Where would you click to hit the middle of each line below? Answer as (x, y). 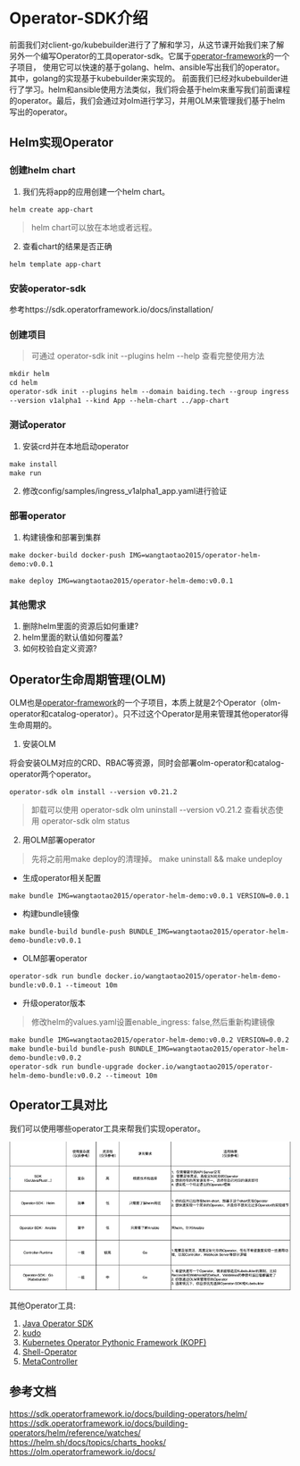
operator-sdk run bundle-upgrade (71, 1067)
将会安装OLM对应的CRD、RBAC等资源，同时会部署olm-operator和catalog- (147, 762)
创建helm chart (42, 171)
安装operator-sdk (48, 289)
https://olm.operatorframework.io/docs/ (83, 1452)
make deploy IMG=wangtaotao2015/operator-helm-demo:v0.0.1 (121, 581)
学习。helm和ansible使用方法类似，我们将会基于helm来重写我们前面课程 (158, 89)
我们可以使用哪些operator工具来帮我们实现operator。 (107, 1128)
